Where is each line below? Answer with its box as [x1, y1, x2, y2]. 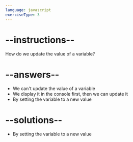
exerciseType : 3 [5, 12, 40, 17]
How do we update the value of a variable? [5, 51, 95, 57]
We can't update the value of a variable [12, 86, 95, 92]
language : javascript [5, 7, 51, 13]
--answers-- [5, 69, 60, 80]
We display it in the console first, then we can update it [12, 91, 128, 97]
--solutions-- [5, 114, 63, 126]
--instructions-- [5, 34, 75, 46]
